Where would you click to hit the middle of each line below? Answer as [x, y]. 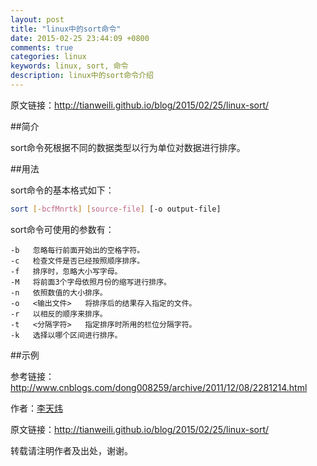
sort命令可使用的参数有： [62, 229]
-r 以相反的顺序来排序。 [59, 314]
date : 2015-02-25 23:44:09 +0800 [80, 38]
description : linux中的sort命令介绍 [82, 76]
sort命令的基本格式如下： [62, 190]
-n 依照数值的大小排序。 [59, 292]
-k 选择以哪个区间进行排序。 [66, 335]
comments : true [42, 47]
